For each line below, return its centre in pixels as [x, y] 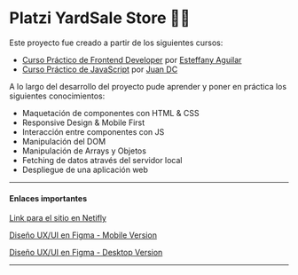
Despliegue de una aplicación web [85, 169]
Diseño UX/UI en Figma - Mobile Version [83, 235]
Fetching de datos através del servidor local [102, 160]
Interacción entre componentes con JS [93, 131]
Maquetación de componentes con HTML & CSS [110, 113]
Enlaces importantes [48, 198]
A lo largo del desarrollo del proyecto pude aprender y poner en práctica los [148, 86]
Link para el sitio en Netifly [58, 218]
